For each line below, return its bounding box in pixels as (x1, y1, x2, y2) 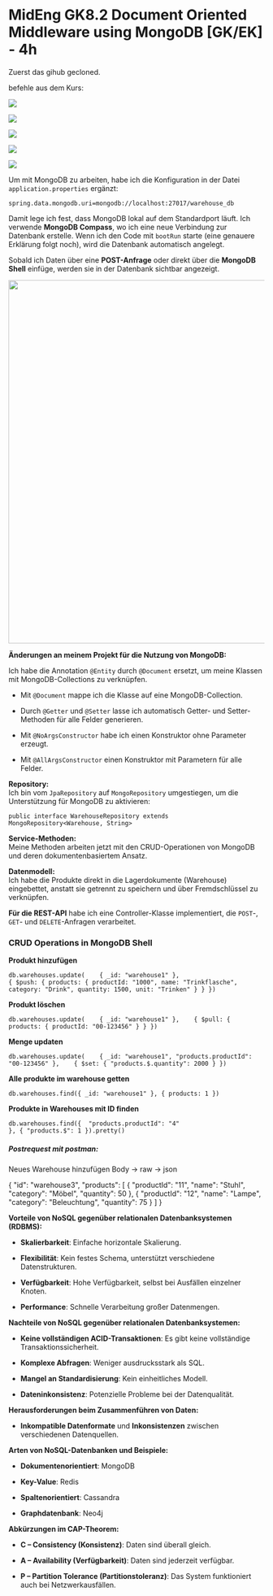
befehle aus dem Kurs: (8, 83, 84, 93)
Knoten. (19, 1286, 47, 1296)
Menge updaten (8, 1037, 63, 1046)
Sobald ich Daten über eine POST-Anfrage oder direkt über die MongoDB (8, 254, 256, 265)
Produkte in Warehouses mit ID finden (8, 1104, 140, 1114)
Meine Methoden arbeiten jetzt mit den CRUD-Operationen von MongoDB (8, 841, 255, 851)
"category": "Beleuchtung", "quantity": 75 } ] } (8, 1198, 162, 1207)
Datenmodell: (8, 866, 55, 876)
